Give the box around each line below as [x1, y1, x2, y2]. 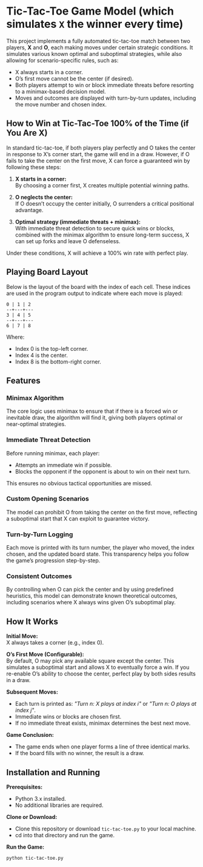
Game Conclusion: [6, 731, 55, 739]
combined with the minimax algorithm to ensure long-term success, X [15, 231, 190, 238]
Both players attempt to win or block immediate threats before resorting [15, 81, 194, 89]
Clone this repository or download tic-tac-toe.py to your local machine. [15, 825, 196, 832]
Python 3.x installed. [15, 795, 67, 803]
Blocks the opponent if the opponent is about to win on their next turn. [15, 468, 191, 475]
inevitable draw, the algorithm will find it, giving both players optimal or [6, 414, 183, 421]
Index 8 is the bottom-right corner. [15, 358, 102, 365]
